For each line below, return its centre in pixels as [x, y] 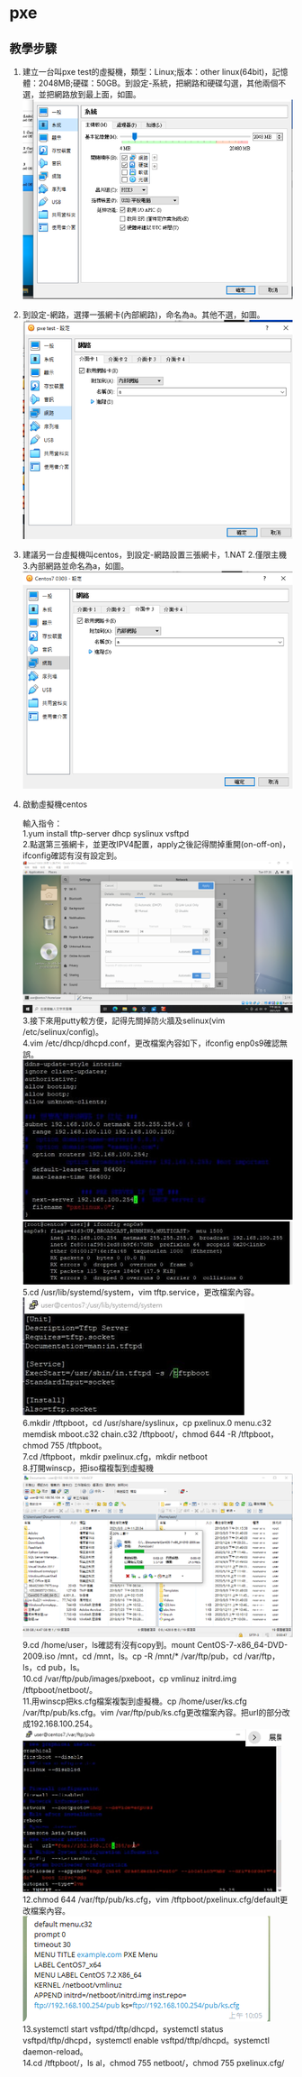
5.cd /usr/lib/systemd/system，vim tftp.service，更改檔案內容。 [140, 1292]
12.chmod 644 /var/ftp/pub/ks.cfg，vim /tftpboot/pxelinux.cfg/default [151, 1899]
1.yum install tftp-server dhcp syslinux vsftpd [106, 834]
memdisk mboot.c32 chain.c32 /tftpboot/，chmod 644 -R [129, 1434]
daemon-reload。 [55, 2052]
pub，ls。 [67, 1668]
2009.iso [39, 1656]
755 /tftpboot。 [79, 1445]
